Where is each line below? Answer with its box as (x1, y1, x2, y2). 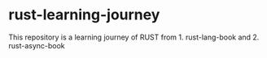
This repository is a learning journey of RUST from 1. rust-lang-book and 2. (8, 32, 260, 42)
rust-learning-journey (8, 6, 160, 24)
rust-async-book (8, 40, 65, 50)
